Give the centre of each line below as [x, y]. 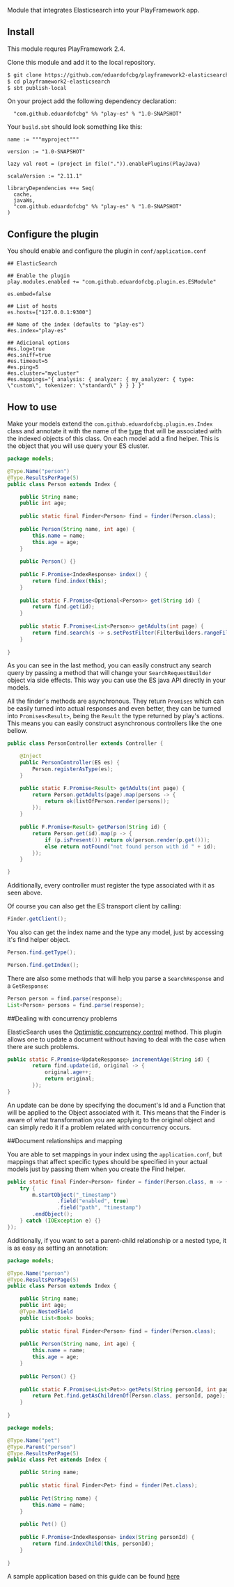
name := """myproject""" [43, 140]
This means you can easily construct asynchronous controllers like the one [115, 723]
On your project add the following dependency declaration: [92, 101]
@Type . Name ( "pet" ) [34, 1440]
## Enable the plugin [39, 276]
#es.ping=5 [23, 367]
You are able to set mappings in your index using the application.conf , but [115, 1154]
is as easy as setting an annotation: [58, 1248]
